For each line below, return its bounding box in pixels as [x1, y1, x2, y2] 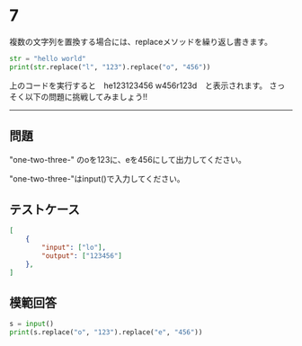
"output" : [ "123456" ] [41, 251, 123, 261]
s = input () [9, 320, 54, 329]
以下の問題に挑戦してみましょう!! [24, 91, 148, 102]
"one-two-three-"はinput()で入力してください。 [9, 173, 186, 184]
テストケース [9, 201, 80, 217]
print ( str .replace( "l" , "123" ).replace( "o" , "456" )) [9, 62, 211, 72]
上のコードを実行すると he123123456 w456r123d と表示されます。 [9, 80, 268, 91]
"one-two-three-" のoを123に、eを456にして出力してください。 [9, 154, 247, 164]
